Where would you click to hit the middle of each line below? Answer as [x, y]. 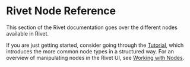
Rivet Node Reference [61, 11]
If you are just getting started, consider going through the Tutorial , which [95, 45]
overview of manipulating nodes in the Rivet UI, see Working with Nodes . [95, 58]
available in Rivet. [28, 33]
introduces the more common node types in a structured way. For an [90, 51]
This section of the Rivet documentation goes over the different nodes [92, 27]
